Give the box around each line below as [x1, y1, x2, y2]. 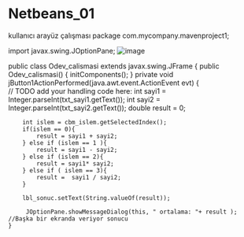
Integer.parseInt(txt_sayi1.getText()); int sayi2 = [8, 94, 161, 104]
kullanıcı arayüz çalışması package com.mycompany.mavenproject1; [8, 31, 230, 40]
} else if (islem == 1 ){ [22, 139, 108, 146]
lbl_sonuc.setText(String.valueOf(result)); [22, 194, 171, 202]
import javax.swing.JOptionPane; [8, 46, 116, 55]
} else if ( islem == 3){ [22, 166, 108, 174]
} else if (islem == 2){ [22, 153, 104, 161]
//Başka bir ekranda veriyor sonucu [8, 214, 128, 223]
